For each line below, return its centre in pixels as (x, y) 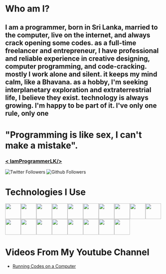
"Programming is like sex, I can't (74, 134)
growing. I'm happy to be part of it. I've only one (81, 105)
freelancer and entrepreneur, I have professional (82, 51)
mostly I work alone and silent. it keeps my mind (81, 74)
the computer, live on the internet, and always (78, 35)
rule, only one (27, 113)
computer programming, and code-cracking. (76, 66)
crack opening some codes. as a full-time (71, 43)
